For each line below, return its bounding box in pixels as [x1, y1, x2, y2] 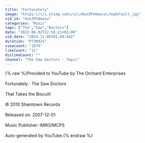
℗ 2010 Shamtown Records [5, 102, 61, 107]
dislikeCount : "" [5, 52, 41, 58]
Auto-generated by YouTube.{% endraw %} [5, 133, 93, 139]
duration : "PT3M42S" [5, 39, 47, 44]
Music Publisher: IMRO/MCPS [5, 123, 65, 128]
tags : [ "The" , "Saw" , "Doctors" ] [5, 25, 69, 30]
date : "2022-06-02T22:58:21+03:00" [5, 30, 78, 35]
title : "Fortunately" [5, 7, 49, 12]
